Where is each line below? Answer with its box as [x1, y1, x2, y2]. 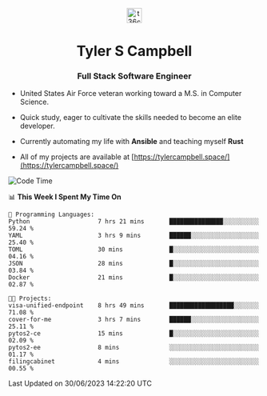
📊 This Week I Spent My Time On [8, 192, 122, 202]
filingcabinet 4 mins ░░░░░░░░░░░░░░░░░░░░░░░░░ [8, 358, 260, 366]
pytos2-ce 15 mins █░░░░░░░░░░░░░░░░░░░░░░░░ [8, 330, 260, 338]
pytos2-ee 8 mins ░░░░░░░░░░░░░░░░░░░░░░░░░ [8, 344, 260, 352]
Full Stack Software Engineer [77, 70, 192, 82]
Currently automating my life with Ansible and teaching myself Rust [19, 137, 244, 146]
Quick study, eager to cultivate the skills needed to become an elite [19, 113, 242, 122]
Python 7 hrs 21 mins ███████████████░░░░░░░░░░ [8, 218, 260, 226]
